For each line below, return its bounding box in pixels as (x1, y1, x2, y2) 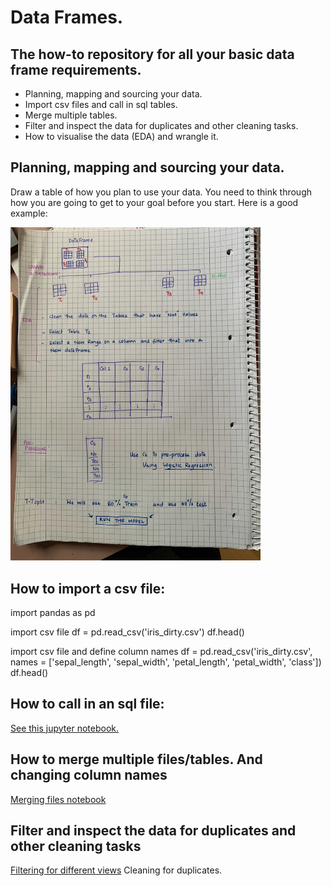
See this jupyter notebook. (10, 722, 120, 734)
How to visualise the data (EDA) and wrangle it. (24, 131, 219, 142)
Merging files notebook (10, 793, 107, 805)
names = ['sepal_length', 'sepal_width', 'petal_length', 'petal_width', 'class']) (10, 656, 322, 668)
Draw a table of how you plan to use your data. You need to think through (10, 186, 312, 198)
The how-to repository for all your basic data (10, 46, 295, 63)
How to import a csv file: (10, 580, 166, 597)
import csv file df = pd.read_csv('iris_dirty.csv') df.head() (10, 626, 245, 638)
